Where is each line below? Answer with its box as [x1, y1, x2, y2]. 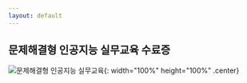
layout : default [8, 11, 62, 20]
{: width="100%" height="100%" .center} [103, 65, 240, 76]
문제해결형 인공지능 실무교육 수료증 [8, 43, 171, 57]
